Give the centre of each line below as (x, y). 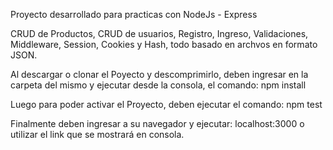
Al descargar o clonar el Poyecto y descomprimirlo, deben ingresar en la (159, 74)
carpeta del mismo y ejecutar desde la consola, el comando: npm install (158, 85)
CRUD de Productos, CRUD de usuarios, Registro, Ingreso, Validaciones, (159, 33)
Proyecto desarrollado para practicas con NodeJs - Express (134, 14)
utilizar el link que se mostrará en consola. (97, 134)
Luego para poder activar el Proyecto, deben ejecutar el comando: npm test (166, 104)
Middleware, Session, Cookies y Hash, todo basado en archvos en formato (164, 44)
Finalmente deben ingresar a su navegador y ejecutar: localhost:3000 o (157, 123)
